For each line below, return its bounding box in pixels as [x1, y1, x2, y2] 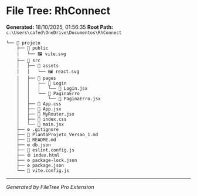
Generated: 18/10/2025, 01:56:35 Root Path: [6, 23, 113, 31]
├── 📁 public [16, 45, 49, 51]
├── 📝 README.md [16, 137, 57, 143]
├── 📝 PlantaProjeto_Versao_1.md [16, 131, 98, 137]
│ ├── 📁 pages [16, 75, 57, 81]
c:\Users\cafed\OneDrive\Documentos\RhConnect [6, 29, 122, 36]
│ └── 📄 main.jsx [16, 121, 64, 127]
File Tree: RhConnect [6, 4, 111, 18]
